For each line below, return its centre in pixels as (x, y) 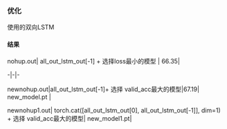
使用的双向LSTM (31, 27)
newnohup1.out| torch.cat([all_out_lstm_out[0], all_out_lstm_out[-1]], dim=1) (114, 110)
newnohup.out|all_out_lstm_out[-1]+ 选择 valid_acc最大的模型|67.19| (103, 89)
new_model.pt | (29, 97)
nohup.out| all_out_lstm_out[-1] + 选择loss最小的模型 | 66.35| (93, 61)
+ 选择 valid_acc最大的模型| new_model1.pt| (70, 118)
